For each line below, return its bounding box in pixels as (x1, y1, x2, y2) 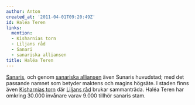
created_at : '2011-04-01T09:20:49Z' (6, 14, 95, 20)
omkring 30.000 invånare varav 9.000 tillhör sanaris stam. (6, 92, 146, 99)
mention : (11, 30, 33, 36)
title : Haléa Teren (6, 57, 54, 63)
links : (6, 24, 22, 31)
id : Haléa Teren (6, 19, 46, 25)
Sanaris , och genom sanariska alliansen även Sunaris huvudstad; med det (6, 73, 184, 80)
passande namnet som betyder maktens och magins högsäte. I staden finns (6, 79, 189, 86)
